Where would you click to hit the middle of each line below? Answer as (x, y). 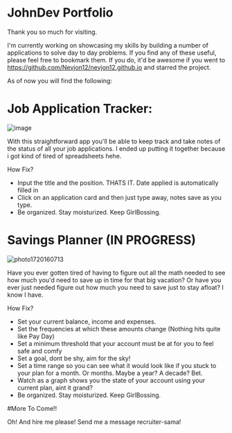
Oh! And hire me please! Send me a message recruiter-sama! (94, 422)
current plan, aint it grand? (55, 387)
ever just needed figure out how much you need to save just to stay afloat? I (115, 287)
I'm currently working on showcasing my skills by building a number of (108, 45)
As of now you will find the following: (60, 80)
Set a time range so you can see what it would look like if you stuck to (117, 365)
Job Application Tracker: (80, 109)
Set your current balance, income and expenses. (87, 321)
